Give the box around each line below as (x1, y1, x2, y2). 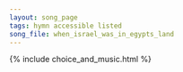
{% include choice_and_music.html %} (9, 54, 152, 65)
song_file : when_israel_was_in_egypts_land (9, 29, 175, 38)
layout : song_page (9, 12, 78, 22)
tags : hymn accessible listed (9, 21, 123, 30)
